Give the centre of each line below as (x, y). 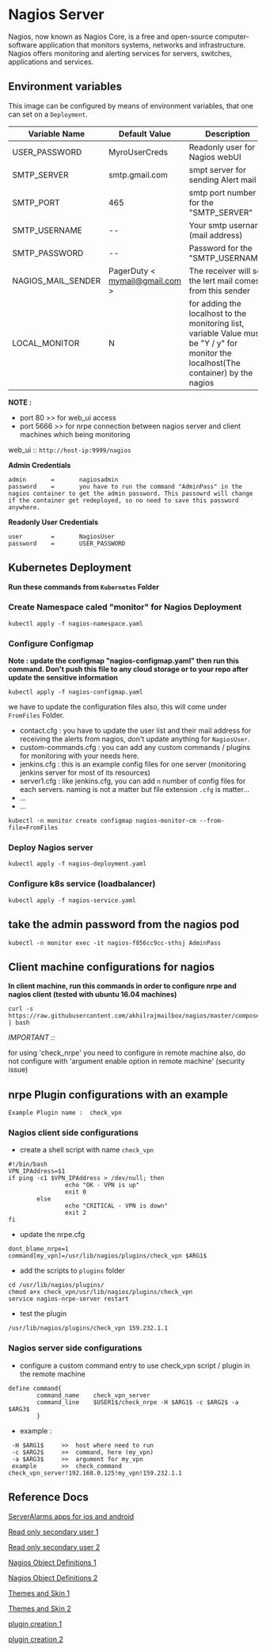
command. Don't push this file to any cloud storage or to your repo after (128, 669)
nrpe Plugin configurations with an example (118, 1094)
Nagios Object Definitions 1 (52, 1563)
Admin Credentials (40, 465)
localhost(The (215, 363)
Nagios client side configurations (73, 1132)
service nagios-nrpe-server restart (68, 1299)
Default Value (145, 134)
